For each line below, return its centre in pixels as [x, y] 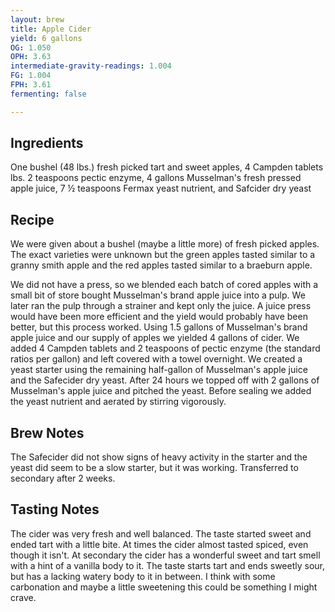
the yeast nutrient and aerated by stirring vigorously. [118, 402]
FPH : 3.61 [31, 85]
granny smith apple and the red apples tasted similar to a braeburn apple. [161, 265]
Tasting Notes [55, 509]
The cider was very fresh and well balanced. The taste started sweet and [161, 533]
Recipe [32, 219]
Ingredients [47, 143]
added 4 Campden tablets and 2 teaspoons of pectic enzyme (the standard [165, 348]
